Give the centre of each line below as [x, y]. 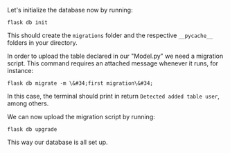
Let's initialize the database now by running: [70, 10]
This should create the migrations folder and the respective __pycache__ [110, 35]
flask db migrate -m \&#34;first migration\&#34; [80, 83]
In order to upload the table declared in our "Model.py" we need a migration [115, 56]
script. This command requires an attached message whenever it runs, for [113, 63]
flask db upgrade [32, 130]
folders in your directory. [42, 43]
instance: [20, 71]
